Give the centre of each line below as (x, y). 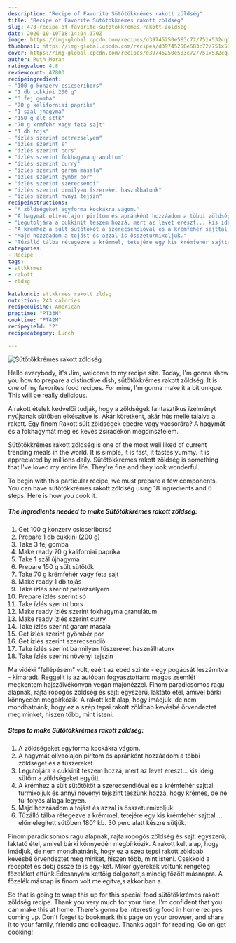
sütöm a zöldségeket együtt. (59, 778)
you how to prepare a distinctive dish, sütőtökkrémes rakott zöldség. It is (113, 380)
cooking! (21, 932)
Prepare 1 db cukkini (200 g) (59, 537)
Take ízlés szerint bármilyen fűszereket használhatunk (96, 648)
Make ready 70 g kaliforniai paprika (69, 551)
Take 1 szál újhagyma (49, 559)
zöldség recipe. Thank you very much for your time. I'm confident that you (115, 902)
